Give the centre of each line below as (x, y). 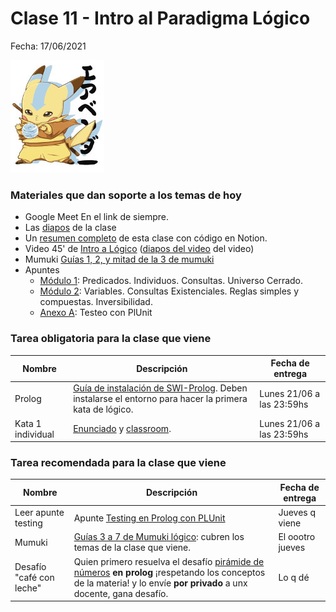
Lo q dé (294, 578)
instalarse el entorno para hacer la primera (160, 399)
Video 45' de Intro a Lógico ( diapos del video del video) (139, 249)
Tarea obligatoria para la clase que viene (111, 339)
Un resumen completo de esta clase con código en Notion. (146, 238)
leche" (28, 588)
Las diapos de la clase (70, 228)
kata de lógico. (103, 409)
